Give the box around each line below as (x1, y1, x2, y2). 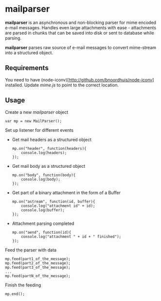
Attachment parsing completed (12, 221, 74, 226)
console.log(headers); (21, 150, 67, 155)
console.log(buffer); (21, 207, 65, 213)
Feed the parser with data (5, 247, 57, 253)
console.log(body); (21, 177, 61, 181)
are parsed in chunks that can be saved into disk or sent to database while (5, 30, 154, 36)
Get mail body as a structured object (12, 163, 86, 169)
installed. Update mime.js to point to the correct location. (5, 82, 119, 88)
